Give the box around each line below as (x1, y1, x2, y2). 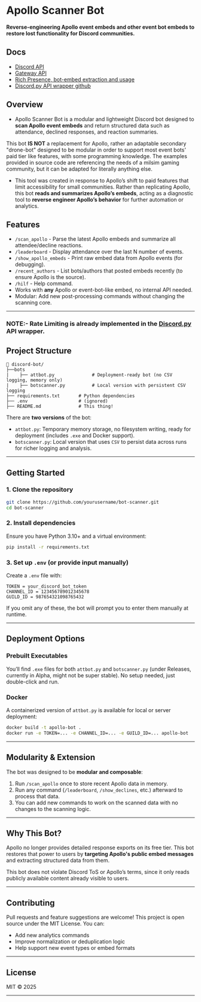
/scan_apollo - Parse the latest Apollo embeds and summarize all (14, 235, 176, 243)
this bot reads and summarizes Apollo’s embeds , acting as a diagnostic (14, 189, 194, 196)
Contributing (6, 898, 55, 908)
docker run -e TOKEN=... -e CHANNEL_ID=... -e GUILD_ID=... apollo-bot (6, 730, 188, 736)
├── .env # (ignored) (6, 398, 109, 404)
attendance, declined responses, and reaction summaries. (14, 128, 159, 135)
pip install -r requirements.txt (6, 544, 90, 550)
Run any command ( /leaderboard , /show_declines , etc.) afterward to (14, 786, 183, 794)
